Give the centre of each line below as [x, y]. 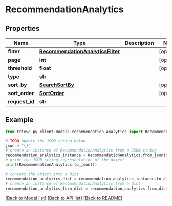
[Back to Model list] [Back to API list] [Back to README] [64, 198]
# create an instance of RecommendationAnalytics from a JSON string [81, 151]
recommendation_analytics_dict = [41, 179]
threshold [20, 68]
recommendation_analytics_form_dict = [47, 189]
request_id [21, 101]
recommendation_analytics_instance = [46, 155]
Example [19, 120]
